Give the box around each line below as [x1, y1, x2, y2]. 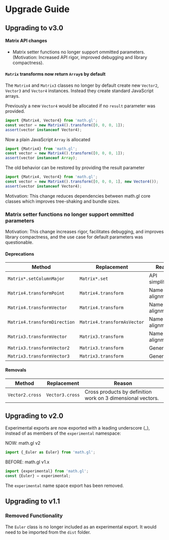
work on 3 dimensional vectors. [84, 394, 159, 401]
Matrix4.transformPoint [8, 290, 65, 296]
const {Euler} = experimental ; [5, 473, 71, 478]
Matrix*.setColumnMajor [8, 276, 65, 282]
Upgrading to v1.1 [5, 497, 60, 506]
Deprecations [5, 251, 34, 257]
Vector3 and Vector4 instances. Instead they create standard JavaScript [5, 87, 154, 94]
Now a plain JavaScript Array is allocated [5, 136, 91, 142]
